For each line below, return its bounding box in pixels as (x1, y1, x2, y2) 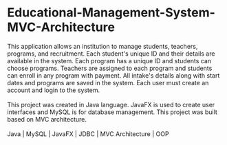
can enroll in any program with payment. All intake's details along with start (7, 71, 220, 80)
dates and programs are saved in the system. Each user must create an (7, 78, 209, 87)
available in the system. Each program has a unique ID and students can (7, 56, 212, 65)
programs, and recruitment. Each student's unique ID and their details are (7, 49, 215, 58)
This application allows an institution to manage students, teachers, (7, 42, 198, 50)
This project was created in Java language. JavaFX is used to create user (7, 100, 215, 109)
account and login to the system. (7, 86, 100, 94)
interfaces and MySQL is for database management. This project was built (7, 108, 218, 116)
